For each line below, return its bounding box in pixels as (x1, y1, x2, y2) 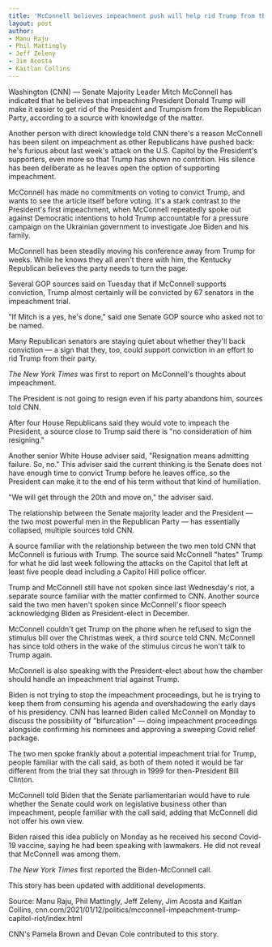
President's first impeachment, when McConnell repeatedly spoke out (8, 204, 241, 214)
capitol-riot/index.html (8, 913, 83, 923)
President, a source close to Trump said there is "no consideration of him (8, 426, 253, 436)
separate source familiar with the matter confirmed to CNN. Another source (8, 591, 260, 601)
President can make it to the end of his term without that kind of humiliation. (8, 476, 261, 486)
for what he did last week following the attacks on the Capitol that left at (8, 558, 249, 568)
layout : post (8, 19, 53, 28)
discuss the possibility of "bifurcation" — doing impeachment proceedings (8, 715, 257, 726)
